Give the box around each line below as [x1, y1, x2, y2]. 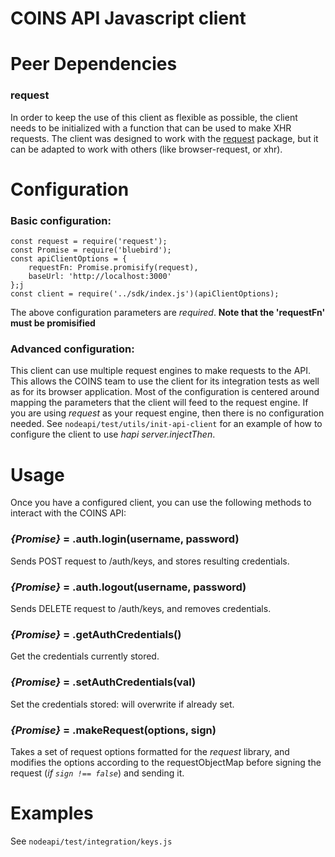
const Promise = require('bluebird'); [10, 245, 172, 256]
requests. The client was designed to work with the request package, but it [10, 132, 319, 144]
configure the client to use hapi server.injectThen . [10, 428, 216, 441]
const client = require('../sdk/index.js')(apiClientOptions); [10, 289, 280, 299]
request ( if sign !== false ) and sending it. [10, 767, 185, 779]
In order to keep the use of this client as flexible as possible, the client [10, 111, 298, 123]
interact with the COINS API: [10, 507, 127, 519]
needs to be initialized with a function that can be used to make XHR [10, 122, 292, 134]
